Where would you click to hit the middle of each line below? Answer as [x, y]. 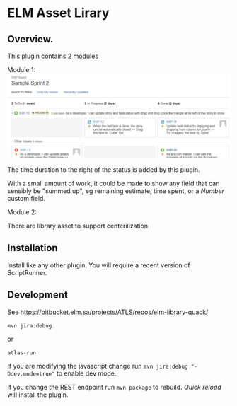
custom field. [27, 198]
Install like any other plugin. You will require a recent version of [99, 265]
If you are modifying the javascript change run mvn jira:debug [98, 366]
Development [38, 295]
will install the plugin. [38, 395]
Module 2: [22, 212]
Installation [33, 248]
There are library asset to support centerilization [78, 226]
